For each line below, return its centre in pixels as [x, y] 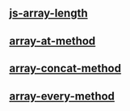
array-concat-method [65, 68]
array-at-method [52, 41]
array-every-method [62, 96]
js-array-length [48, 13]
